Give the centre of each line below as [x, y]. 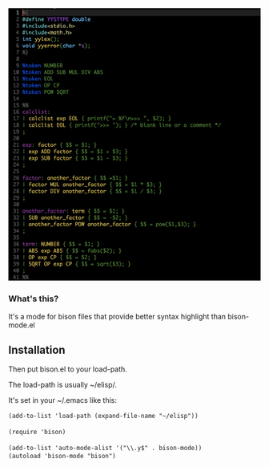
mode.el [22, 325]
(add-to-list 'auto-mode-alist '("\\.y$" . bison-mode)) [105, 449]
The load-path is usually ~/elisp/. [63, 385]
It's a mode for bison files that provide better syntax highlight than [117, 316]
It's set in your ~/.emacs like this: [63, 400]
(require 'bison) [37, 432]
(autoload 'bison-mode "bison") [62, 457]
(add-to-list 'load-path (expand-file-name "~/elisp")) [103, 416]
